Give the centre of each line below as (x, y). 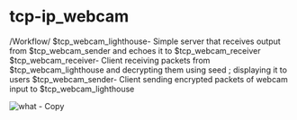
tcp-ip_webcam (69, 17)
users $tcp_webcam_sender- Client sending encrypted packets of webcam (148, 79)
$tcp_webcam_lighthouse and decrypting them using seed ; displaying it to (148, 70)
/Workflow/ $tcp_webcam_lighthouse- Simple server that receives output (145, 41)
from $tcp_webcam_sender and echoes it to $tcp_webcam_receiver (135, 50)
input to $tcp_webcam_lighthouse (72, 89)
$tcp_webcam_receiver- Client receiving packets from (110, 60)
